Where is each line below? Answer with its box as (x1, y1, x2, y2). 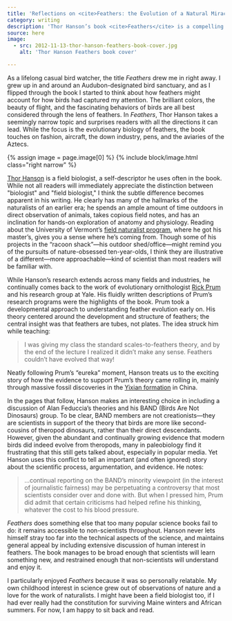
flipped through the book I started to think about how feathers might (7, 88, 201, 97)
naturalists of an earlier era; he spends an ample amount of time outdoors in (7, 203, 224, 212)
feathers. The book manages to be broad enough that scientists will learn (7, 548, 215, 557)
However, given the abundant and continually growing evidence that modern (7, 433, 225, 441)
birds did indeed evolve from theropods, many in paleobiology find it (7, 441, 202, 449)
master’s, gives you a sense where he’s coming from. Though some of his (7, 232, 217, 241)
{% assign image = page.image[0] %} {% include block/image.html (7, 153, 198, 161)
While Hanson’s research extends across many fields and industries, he (7, 275, 211, 284)
